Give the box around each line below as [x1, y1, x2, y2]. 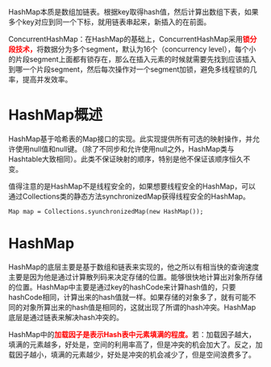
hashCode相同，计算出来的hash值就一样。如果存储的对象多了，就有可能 [8, 292, 249, 302]
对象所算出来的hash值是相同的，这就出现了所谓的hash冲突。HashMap [22, 302, 256, 312]
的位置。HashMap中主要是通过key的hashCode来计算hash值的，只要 [8, 282, 236, 292]
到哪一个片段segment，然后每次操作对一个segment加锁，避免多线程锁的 [8, 65, 250, 74]
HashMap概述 [8, 106, 103, 124]
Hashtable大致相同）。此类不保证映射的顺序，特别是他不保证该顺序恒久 [8, 154, 244, 164]
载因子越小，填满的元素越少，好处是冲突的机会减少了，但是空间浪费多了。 [8, 349, 256, 359]
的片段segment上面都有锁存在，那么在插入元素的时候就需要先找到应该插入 [8, 55, 256, 64]
